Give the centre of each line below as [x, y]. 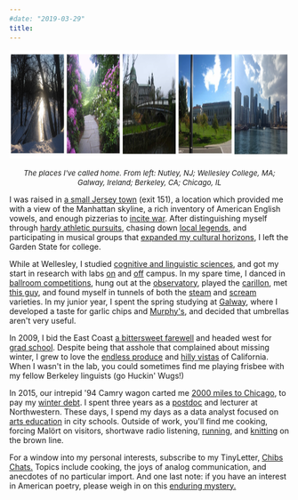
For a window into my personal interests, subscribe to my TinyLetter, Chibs [146, 457]
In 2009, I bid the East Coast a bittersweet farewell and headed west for [141, 337]
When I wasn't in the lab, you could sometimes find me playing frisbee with [147, 366]
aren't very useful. [43, 320]
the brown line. [36, 440]
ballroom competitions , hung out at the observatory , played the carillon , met [148, 282]
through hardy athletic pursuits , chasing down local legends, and [128, 228]
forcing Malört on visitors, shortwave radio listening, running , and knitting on [149, 431]
